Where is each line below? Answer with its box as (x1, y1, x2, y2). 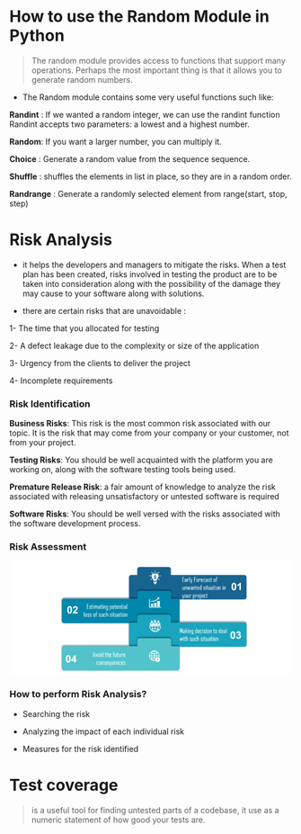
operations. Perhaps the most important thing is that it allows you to (31, 65, 283, 76)
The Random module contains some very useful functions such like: (22, 92, 274, 103)
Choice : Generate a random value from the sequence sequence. (9, 153, 251, 164)
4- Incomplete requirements (9, 375, 113, 386)
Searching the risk (22, 708, 91, 719)
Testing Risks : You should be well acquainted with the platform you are (9, 454, 274, 465)
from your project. (9, 437, 76, 448)
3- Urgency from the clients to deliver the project (9, 357, 191, 368)
